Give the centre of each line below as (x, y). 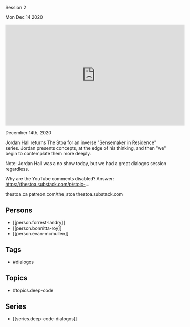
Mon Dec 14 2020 (24, 17)
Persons (19, 210)
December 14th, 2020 (28, 132)
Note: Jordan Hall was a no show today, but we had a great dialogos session (86, 163)
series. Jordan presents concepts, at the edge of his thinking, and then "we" (86, 148)
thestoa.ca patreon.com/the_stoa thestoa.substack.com (64, 194)
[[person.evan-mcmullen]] (40, 233)
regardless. (17, 169)
